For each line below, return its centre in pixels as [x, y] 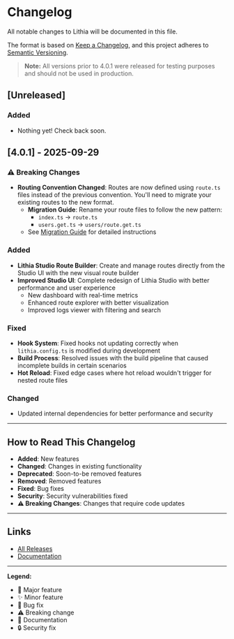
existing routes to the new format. [66, 203]
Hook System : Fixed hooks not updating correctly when [98, 343]
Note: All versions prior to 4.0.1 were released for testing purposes [119, 66]
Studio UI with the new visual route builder [78, 272]
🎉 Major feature [40, 589]
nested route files [42, 380]
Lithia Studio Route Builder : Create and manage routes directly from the [121, 265]
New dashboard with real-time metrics [83, 295]
